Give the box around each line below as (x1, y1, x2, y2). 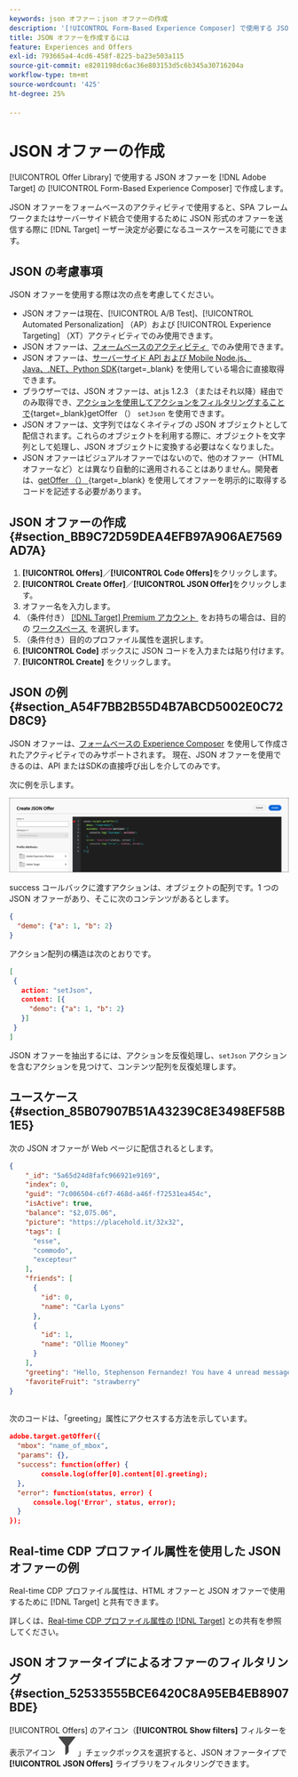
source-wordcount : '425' (9, 80, 101, 89)
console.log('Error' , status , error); (32, 1498, 176, 1507)
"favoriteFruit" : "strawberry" (25, 1377, 141, 1387)
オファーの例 (9, 1560, 80, 1575)
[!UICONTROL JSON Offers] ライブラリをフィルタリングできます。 (9, 1757, 255, 1769)
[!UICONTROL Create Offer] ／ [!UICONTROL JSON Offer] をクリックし (21, 579, 279, 590)
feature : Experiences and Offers (9, 43, 133, 52)
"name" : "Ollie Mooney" (41, 1339, 129, 1349)
